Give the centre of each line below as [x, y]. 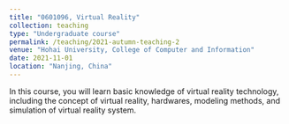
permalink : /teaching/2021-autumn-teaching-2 [94, 42]
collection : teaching [49, 26]
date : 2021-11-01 [41, 58]
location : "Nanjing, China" [61, 67]
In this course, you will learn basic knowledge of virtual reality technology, [144, 91]
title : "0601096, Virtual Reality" [75, 17]
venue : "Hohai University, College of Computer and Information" [132, 50]
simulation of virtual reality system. [73, 110]
